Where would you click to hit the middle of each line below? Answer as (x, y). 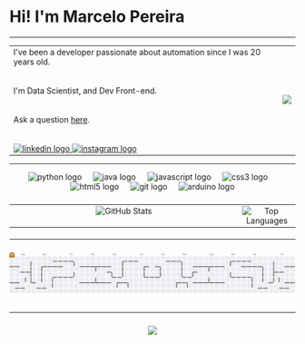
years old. (32, 62)
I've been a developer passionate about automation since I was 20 (137, 52)
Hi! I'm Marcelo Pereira (97, 17)
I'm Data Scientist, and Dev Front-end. (85, 90)
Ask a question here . (52, 119)
